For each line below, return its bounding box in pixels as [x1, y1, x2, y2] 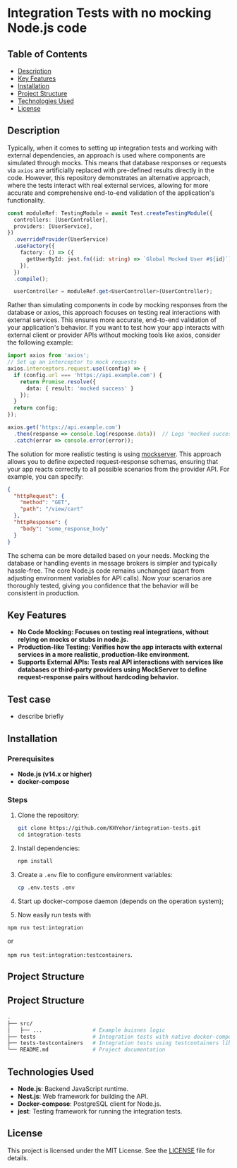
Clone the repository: [17, 811, 80, 820]
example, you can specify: [7, 472, 84, 481]
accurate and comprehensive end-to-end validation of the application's [7, 189, 215, 197]
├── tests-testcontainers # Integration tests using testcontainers [7, 1039, 219, 1047]
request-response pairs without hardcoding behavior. [17, 673, 179, 681]
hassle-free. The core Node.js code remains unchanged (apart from [7, 566, 205, 575]
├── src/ [7, 1020, 33, 1027]
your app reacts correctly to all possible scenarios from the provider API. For [7, 465, 230, 473]
